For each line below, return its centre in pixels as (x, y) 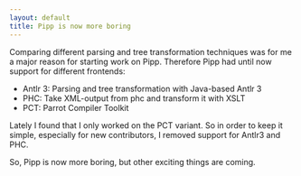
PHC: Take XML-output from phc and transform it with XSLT (134, 98)
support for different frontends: (67, 71)
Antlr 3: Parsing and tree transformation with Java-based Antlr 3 (142, 88)
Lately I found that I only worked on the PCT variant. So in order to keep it (146, 125)
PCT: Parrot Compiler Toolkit (75, 107)
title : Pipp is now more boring (70, 26)
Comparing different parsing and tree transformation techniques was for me (150, 51)
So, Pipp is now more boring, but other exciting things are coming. (132, 162)
